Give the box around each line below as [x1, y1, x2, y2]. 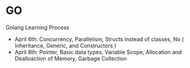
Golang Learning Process [5, 24, 70, 31]
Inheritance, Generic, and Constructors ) [14, 42, 117, 49]
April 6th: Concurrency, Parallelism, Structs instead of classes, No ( [14, 35, 185, 42]
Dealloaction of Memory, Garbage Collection [14, 55, 127, 62]
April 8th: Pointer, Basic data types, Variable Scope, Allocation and [14, 48, 182, 55]
